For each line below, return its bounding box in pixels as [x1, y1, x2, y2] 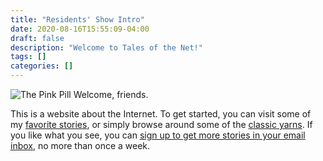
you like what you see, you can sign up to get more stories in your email [10, 129, 306, 141]
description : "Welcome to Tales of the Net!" [10, 42, 203, 53]
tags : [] [10, 52, 47, 62]
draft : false [10, 33, 65, 43]
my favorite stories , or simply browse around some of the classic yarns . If [10, 119, 313, 130]
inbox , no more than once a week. [10, 140, 151, 151]
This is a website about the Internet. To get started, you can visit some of [10, 108, 312, 120]
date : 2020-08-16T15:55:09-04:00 [10, 24, 150, 34]
